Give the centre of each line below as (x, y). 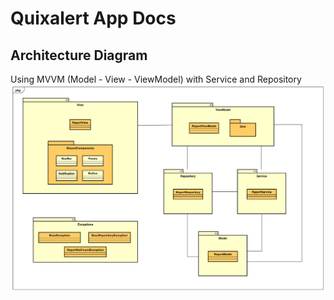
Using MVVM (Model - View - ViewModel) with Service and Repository (156, 79)
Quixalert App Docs (93, 18)
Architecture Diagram (79, 55)
